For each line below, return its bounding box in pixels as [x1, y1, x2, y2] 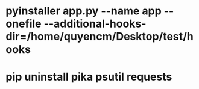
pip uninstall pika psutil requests [5, 70, 172, 84]
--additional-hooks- [43, 17, 147, 31]
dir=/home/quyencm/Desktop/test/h [5, 30, 194, 43]
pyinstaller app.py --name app [5, 4, 162, 18]
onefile [5, 17, 42, 31]
